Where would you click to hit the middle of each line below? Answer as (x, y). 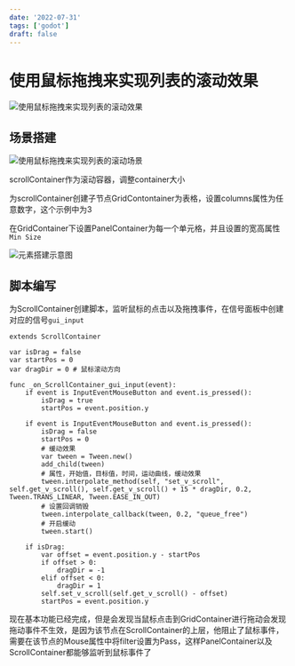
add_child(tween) (73, 464)
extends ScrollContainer (55, 337)
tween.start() (67, 531)
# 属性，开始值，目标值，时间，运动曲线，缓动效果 (121, 473)
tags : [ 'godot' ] (39, 26)
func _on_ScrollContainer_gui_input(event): (93, 385)
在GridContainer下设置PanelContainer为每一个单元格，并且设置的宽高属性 (145, 228)
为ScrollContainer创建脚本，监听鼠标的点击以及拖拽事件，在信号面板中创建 (147, 308)
